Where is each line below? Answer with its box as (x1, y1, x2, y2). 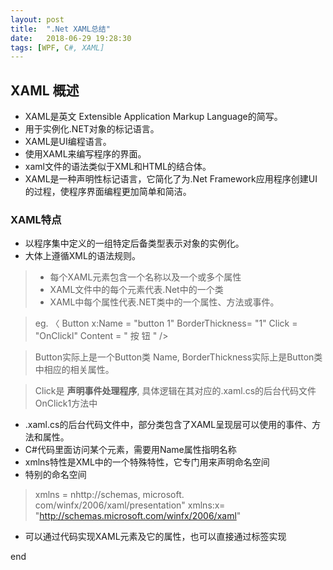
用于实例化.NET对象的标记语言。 (24, 123, 160, 135)
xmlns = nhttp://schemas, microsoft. (34, 489, 185, 501)
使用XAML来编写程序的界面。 (24, 148, 147, 160)
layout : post (10, 14, 65, 25)
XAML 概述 (10, 82, 80, 99)
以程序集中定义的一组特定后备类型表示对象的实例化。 (24, 237, 245, 250)
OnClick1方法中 (34, 397, 98, 410)
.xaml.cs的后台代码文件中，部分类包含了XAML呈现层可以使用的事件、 (24, 419, 313, 431)
